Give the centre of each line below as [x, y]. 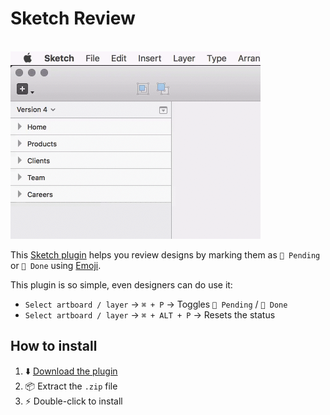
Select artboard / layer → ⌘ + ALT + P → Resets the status [150, 314]
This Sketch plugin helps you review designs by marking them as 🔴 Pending [165, 254]
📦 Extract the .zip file [71, 386]
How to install [54, 346]
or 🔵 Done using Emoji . [56, 265]
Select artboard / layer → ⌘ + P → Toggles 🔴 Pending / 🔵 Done [156, 304]
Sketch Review [73, 18]
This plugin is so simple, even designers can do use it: [121, 284]
